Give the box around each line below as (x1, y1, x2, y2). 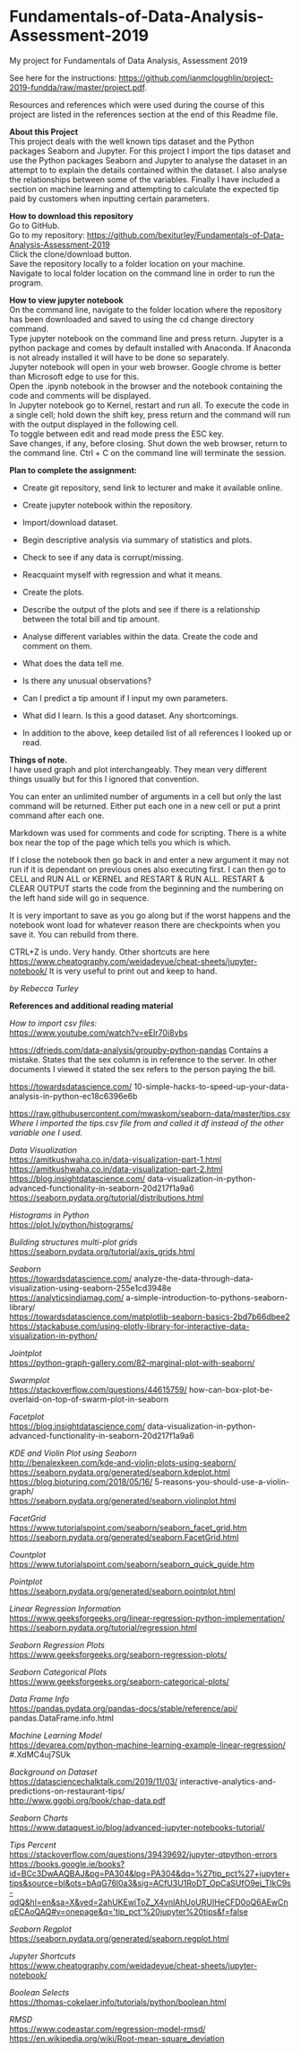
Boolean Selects (9, 1987, 70, 1997)
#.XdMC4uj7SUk (9, 1749, 72, 1759)
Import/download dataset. (21, 516, 118, 527)
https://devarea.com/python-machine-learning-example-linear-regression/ (9, 1740, 286, 1750)
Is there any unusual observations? (21, 675, 152, 686)
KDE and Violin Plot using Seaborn (9, 1448, 137, 1458)
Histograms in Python (9, 1210, 90, 1220)
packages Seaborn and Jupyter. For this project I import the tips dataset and (9, 145, 291, 156)
